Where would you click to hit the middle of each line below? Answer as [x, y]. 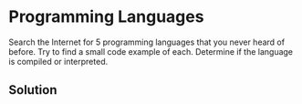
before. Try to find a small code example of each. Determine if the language [151, 51]
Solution [33, 90]
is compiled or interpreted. [58, 61]
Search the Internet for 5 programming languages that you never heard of [146, 42]
